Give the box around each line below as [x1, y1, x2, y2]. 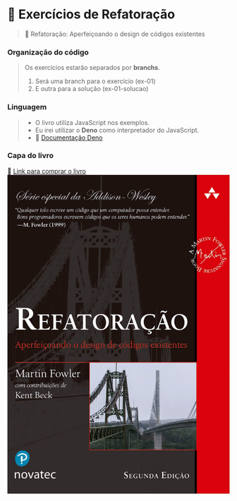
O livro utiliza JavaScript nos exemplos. [35, 118, 150, 126]
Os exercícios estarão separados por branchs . [24, 64, 160, 72]
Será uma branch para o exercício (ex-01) [35, 77, 156, 85]
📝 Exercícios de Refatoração [7, 6, 175, 23]
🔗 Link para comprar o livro [7, 167, 86, 175]
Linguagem [7, 102, 47, 112]
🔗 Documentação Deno [35, 133, 103, 142]
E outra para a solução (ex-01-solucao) [35, 85, 149, 93]
